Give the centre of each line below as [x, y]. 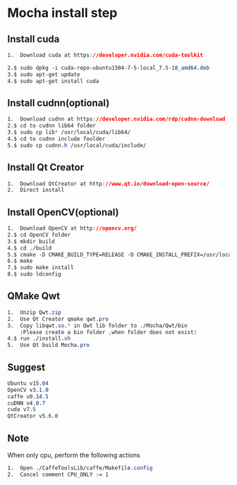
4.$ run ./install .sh [39, 339]
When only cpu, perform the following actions [74, 455]
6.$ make [20, 261]
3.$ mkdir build [31, 241]
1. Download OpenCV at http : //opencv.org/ [72, 228]
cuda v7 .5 [22, 410]
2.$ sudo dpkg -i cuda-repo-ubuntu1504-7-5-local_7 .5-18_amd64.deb [109, 68]
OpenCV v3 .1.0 [28, 390]
